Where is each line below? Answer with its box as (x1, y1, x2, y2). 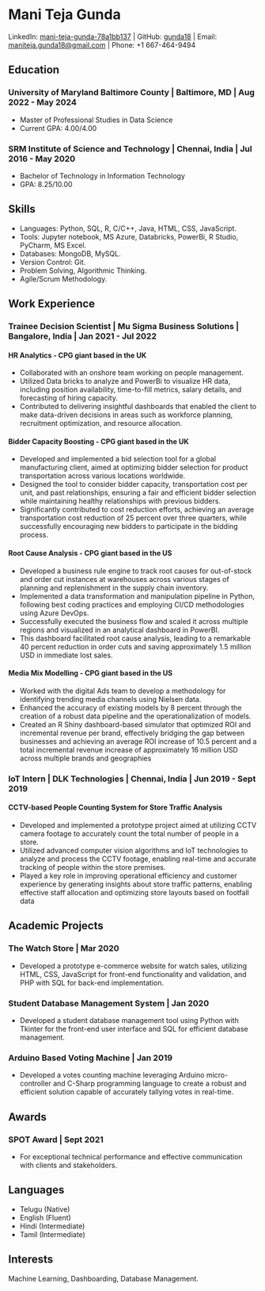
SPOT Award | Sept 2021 (8, 1134, 104, 1145)
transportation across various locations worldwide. (19, 471, 186, 481)
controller (19, 1078, 51, 1088)
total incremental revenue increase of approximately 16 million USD (19, 745, 239, 754)
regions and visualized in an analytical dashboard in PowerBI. (19, 625, 220, 634)
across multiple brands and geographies (19, 753, 152, 763)
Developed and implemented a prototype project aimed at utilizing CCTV (19, 820, 257, 829)
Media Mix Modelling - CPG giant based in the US (8, 668, 172, 678)
